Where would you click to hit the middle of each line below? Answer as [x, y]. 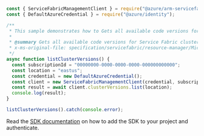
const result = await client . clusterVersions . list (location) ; [92, 87]
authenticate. [23, 127]
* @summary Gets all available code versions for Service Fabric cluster [104, 42]
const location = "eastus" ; [47, 70]
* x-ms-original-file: [38, 48]
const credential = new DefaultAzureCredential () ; [77, 76]
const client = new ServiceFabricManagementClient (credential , [93, 82]
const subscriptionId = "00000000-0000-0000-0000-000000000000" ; [96, 65]
